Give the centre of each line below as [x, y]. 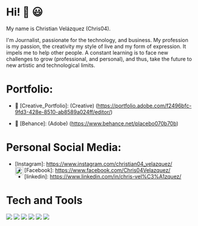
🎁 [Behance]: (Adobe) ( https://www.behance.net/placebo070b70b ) [97, 123]
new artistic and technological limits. [51, 65]
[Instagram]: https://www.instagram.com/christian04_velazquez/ [93, 164]
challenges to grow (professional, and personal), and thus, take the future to [99, 59]
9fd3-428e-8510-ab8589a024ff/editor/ [63, 112]
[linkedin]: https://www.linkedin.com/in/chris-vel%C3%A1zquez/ [103, 176]
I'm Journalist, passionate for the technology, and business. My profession [97, 40]
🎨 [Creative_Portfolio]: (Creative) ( [56, 106]
